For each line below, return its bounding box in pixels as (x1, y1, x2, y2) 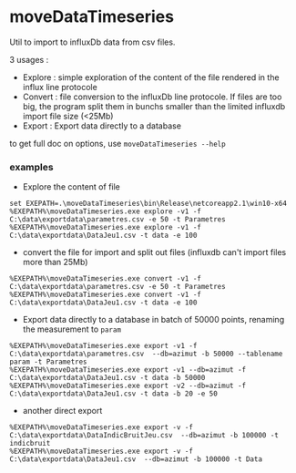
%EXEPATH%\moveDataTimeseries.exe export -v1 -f (9, 342, 198, 351)
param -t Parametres (9, 357, 88, 366)
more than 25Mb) (22, 257, 88, 268)
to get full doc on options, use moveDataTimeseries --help (9, 138, 226, 149)
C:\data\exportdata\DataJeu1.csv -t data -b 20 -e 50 (9, 389, 219, 398)
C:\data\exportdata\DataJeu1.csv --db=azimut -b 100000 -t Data (9, 455, 262, 464)
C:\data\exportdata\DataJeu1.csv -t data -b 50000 (9, 374, 206, 383)
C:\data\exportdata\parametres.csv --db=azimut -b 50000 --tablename (9, 349, 283, 359)
